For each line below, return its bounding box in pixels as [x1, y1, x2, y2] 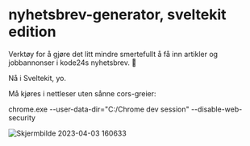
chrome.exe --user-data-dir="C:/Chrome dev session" [8, 104, 190, 114]
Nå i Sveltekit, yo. [8, 73, 67, 83]
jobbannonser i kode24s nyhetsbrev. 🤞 [8, 58, 137, 67]
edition [8, 22, 56, 41]
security [8, 112, 36, 122]
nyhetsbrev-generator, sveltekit [8, 6, 227, 24]
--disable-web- [190, 104, 243, 114]
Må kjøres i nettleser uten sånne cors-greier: [8, 88, 156, 98]
